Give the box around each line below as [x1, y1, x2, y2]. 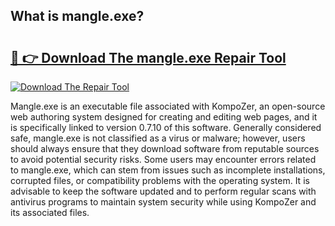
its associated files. [10, 207, 90, 218]
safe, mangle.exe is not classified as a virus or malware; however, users [10, 132, 306, 144]
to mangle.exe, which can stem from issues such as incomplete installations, [10, 164, 326, 176]
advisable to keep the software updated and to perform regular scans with [10, 185, 317, 197]
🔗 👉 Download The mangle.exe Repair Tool [10, 49, 287, 66]
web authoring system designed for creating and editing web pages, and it [10, 111, 318, 123]
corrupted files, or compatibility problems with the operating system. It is [10, 175, 310, 186]
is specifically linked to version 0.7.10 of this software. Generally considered [10, 122, 322, 133]
